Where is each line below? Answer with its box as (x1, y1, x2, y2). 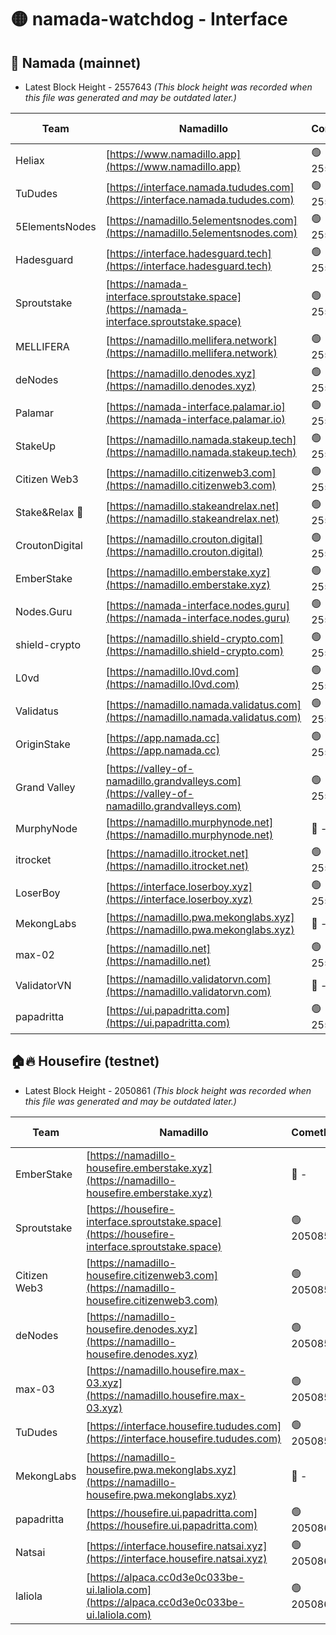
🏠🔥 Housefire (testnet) (10, 1053, 160, 1070)
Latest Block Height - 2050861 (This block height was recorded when (24, 1084, 312, 1096)
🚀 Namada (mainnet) (10, 54, 142, 71)
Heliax (15, 153, 45, 167)
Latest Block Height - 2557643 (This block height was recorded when (24, 81, 313, 93)
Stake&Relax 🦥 (15, 505, 84, 519)
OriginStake (15, 737, 71, 751)
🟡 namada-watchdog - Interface (10, 8, 288, 31)
